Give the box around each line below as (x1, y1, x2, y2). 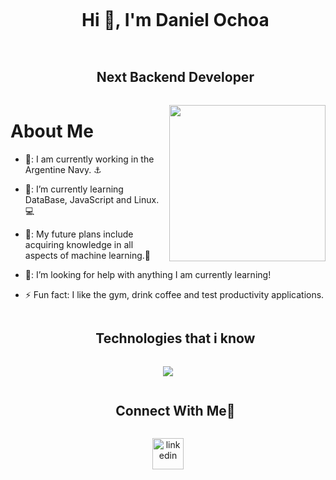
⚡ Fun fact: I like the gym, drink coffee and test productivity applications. (24, 288, 325, 300)
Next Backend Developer (96, 69, 255, 86)
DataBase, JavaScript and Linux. (24, 193, 160, 205)
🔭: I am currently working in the (24, 153, 155, 165)
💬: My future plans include (24, 228, 134, 240)
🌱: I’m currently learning (24, 183, 124, 195)
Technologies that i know (95, 330, 256, 347)
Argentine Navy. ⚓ (24, 163, 102, 175)
